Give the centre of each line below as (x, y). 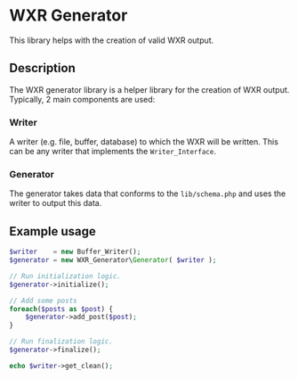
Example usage (52, 231)
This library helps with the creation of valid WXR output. (112, 40)
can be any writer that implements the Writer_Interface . (113, 152)
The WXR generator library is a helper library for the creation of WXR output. (149, 89)
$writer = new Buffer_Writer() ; (75, 252)
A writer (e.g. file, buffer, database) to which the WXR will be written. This (144, 142)
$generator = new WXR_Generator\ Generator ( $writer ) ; (113, 260)
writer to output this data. (56, 203)
